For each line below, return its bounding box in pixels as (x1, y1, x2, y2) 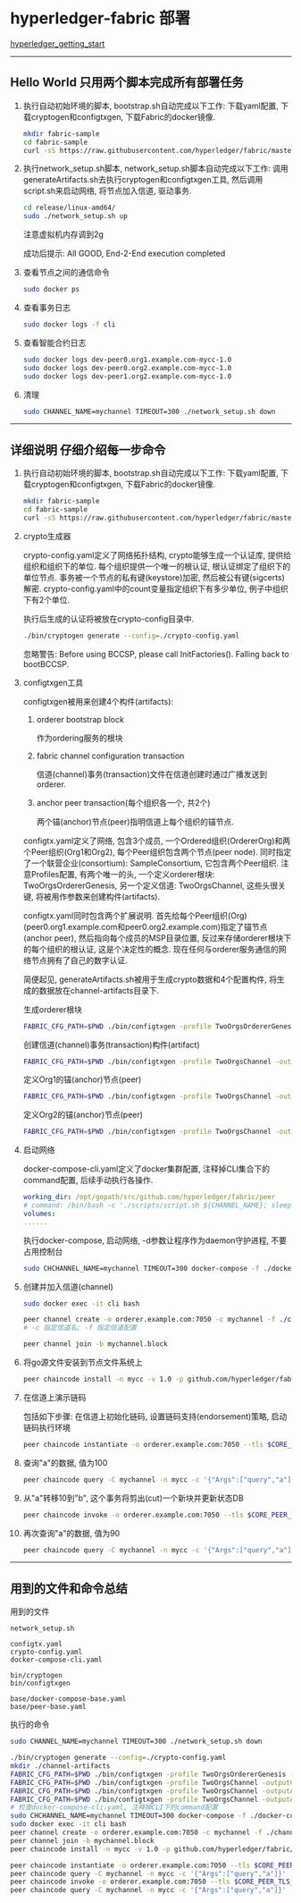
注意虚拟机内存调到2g (22, 229, 104, 240)
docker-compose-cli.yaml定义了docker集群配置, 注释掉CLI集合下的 (22, 1163, 271, 1174)
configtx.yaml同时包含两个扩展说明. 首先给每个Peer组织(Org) (22, 909, 248, 921)
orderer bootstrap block (36, 714, 124, 724)
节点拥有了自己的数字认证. (30, 954, 128, 966)
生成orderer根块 (22, 1003, 83, 1015)
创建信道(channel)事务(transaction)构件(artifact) (22, 1039, 200, 1050)
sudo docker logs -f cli (22, 320, 116, 329)
